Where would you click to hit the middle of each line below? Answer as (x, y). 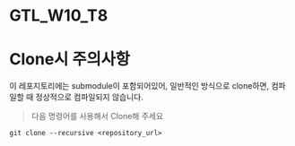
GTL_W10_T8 (59, 16)
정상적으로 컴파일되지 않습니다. (89, 97)
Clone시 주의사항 (70, 60)
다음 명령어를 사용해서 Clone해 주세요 (97, 116)
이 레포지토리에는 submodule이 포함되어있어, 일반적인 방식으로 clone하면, (139, 86)
